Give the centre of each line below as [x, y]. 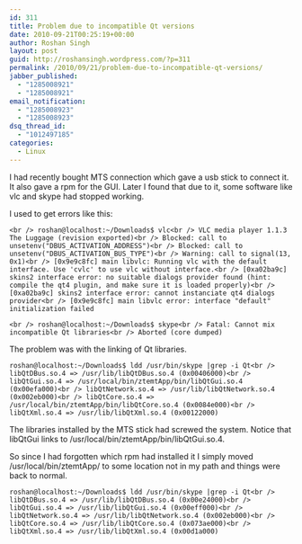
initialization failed [52, 308]
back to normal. [38, 475]
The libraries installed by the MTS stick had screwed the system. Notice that [151, 429]
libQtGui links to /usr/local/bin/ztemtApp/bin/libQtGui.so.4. [117, 439]
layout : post [34, 51]
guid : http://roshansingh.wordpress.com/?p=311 [100, 59]
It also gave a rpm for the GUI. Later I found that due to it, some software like [151, 186]
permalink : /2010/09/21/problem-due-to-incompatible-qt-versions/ [136, 68]
